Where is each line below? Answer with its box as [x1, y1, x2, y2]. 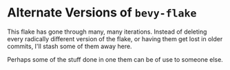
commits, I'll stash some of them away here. [7, 42, 132, 50]
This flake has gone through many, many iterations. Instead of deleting [7, 27, 207, 36]
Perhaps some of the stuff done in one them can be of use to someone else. [7, 55, 224, 63]
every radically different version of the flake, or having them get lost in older [7, 34, 223, 43]
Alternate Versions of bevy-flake [7, 5, 197, 21]
